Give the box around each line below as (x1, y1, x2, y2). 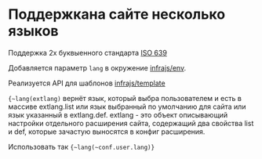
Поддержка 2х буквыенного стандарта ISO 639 (8, 48, 167, 57)
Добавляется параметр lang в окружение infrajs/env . (8, 63, 187, 72)
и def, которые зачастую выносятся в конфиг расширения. (8, 127, 206, 136)
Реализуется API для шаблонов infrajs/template (8, 78, 166, 88)
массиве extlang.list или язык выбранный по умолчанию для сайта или (8, 102, 246, 111)
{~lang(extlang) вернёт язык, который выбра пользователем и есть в (8, 93, 242, 103)
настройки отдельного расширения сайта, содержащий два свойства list (8, 118, 254, 128)
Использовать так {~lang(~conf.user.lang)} (8, 142, 155, 151)
